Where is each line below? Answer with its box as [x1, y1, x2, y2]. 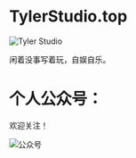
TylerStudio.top [9, 6, 128, 27]
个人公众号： [9, 89, 104, 109]
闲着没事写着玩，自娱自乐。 [9, 54, 111, 64]
